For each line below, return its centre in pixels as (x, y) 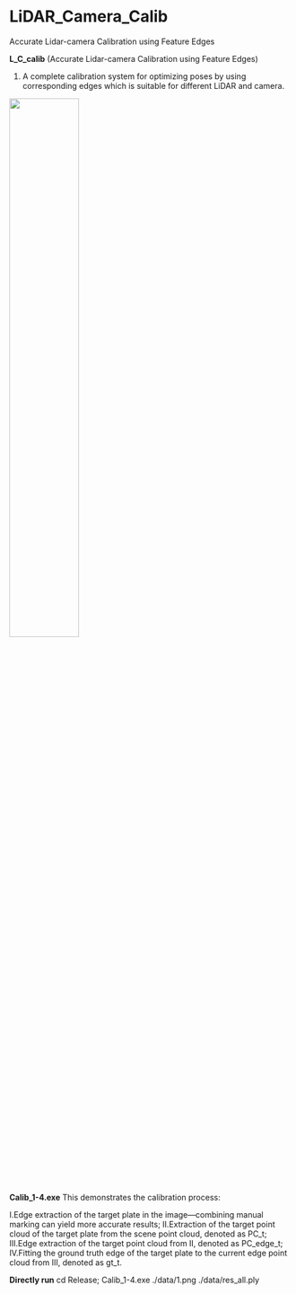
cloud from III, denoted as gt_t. (66, 1263)
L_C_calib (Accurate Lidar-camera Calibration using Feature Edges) (134, 58)
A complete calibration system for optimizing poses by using (134, 76)
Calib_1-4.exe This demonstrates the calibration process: (115, 1198)
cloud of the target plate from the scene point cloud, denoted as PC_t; (138, 1234)
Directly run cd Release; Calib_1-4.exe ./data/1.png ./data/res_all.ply (135, 1280)
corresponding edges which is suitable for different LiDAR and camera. (153, 85)
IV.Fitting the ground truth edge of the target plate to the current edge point (148, 1253)
